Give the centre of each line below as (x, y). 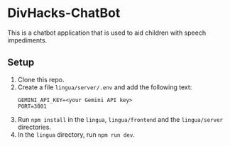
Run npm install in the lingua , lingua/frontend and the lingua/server (120, 119)
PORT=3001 (32, 106)
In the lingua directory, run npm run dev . (76, 134)
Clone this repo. (41, 79)
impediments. (27, 40)
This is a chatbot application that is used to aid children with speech (107, 33)
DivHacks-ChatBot (64, 13)
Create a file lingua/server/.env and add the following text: (105, 87)
